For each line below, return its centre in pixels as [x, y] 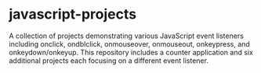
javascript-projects [72, 14]
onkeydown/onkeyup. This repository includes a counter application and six [131, 52]
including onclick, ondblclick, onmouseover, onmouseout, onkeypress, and [129, 43]
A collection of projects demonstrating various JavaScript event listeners [126, 36]
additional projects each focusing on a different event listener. [109, 61]
